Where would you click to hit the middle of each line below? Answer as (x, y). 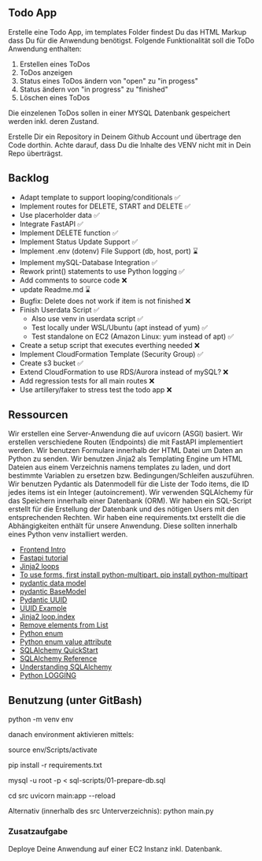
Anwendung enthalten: (45, 49)
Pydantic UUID (43, 600)
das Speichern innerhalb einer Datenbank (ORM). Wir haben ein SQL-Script (130, 501)
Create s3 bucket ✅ (52, 363)
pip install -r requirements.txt (55, 766)
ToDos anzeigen (46, 72)
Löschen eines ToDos (55, 97)
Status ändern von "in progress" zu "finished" (94, 89)
